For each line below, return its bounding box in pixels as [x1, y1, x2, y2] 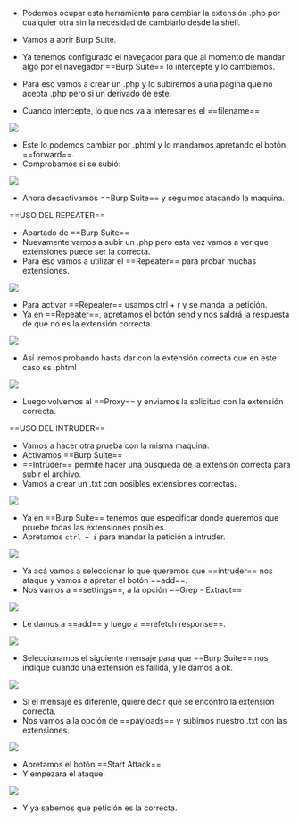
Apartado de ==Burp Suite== [21, 227, 130, 238]
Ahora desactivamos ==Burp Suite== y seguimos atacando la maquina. [21, 192, 286, 203]
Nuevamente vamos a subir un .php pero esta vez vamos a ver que [21, 237, 270, 247]
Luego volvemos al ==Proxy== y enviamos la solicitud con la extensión [21, 396, 284, 406]
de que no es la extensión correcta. [21, 318, 154, 329]
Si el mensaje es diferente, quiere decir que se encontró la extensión [21, 697, 275, 707]
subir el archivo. [21, 469, 82, 479]
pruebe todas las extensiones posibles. [21, 522, 167, 532]
